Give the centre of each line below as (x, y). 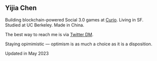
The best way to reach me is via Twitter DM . (49, 34)
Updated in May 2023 (27, 53)
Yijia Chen (21, 8)
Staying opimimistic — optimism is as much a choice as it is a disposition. (79, 44)
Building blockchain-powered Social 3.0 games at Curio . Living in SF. (74, 20)
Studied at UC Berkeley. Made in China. (45, 25)
